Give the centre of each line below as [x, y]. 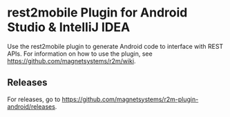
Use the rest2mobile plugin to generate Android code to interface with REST [115, 46]
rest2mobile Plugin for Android [97, 13]
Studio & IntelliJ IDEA [69, 27]
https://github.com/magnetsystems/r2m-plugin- [130, 99]
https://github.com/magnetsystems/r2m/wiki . [71, 61]
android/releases [31, 106]
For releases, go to [34, 99]
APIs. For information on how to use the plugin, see [80, 54]
